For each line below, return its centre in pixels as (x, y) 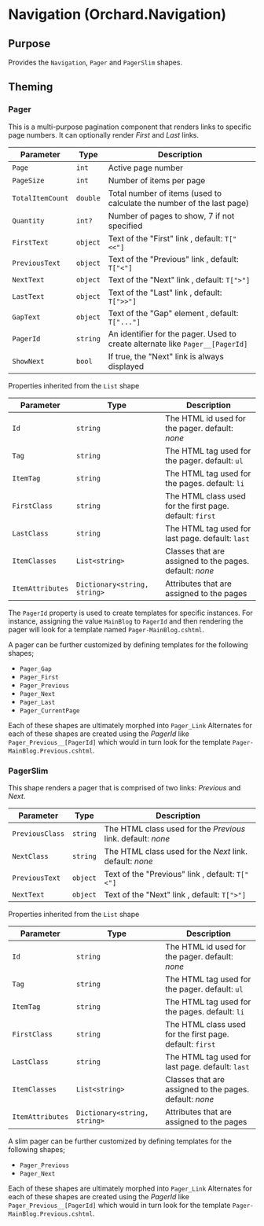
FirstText (30, 242)
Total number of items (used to (165, 193)
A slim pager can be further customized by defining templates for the (120, 1141)
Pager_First (39, 677)
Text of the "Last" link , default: (165, 293)
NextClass (30, 856)
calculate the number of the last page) (178, 203)
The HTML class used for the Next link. (176, 851)
